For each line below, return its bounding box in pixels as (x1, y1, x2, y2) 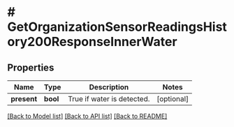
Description (89, 82, 129, 91)
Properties (7, 61, 54, 73)
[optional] (156, 94, 189, 103)
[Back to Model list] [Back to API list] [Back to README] (7, 112, 168, 120)
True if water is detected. (68, 94, 150, 103)
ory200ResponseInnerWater (7, 34, 177, 50)
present (10, 94, 38, 103)
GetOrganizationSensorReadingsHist (7, 19, 227, 35)
